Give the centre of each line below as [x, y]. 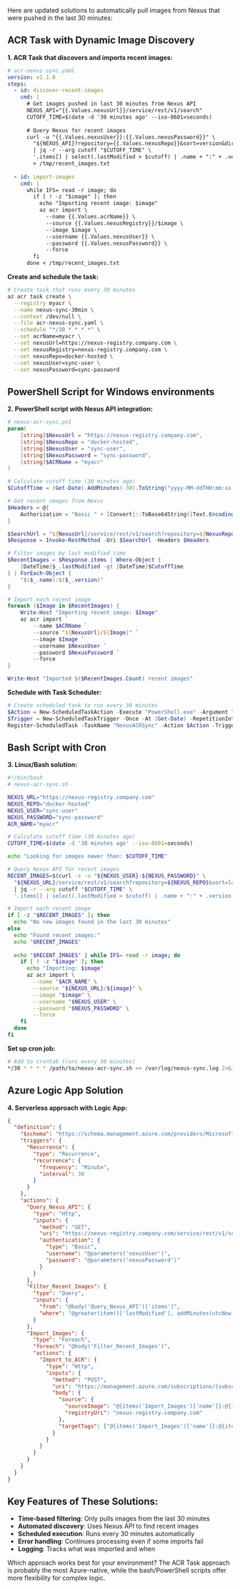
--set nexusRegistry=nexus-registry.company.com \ [91, 349]
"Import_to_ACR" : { [68, 1360]
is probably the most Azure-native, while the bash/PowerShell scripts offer [117, 1570]
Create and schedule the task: [53, 277]
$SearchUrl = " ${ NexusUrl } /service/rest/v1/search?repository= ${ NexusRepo [121, 534]
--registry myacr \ [43, 303]
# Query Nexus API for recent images [64, 869]
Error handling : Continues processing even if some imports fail [110, 1541]
